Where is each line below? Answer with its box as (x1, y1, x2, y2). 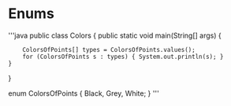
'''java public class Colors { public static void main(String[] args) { (8, 31, 222, 40)
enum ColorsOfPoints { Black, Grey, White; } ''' (8, 88, 159, 98)
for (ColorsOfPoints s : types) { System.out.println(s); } (22, 53, 224, 60)
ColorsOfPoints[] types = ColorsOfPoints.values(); (22, 46, 196, 53)
